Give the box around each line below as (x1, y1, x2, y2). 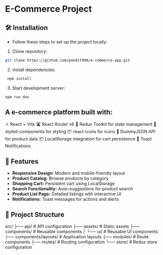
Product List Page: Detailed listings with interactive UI (12, 191, 121, 197)
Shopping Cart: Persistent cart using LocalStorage (12, 181, 115, 186)
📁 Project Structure (5, 210, 65, 219)
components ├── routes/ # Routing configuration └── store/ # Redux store (5, 239, 158, 245)
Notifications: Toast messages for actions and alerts (12, 196, 119, 202)
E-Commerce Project (5, 3, 92, 15)
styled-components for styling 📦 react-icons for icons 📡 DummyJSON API (5, 129, 156, 135)
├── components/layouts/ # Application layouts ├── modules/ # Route (5, 234, 149, 240)
